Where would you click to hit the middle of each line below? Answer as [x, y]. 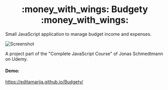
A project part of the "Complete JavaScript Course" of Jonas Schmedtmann [84, 54]
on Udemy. [17, 59]
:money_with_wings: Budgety [85, 9]
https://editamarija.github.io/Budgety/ [44, 82]
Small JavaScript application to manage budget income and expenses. [78, 34]
